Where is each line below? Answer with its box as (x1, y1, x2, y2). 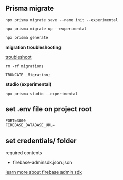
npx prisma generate (5, 35, 49, 40)
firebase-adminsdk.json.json (12, 159, 72, 166)
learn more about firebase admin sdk (5, 169, 82, 175)
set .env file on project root (5, 105, 92, 113)
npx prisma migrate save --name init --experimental (5, 17, 118, 22)
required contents (5, 150, 42, 156)
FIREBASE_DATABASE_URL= (5, 122, 55, 128)
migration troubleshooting (5, 44, 61, 50)
